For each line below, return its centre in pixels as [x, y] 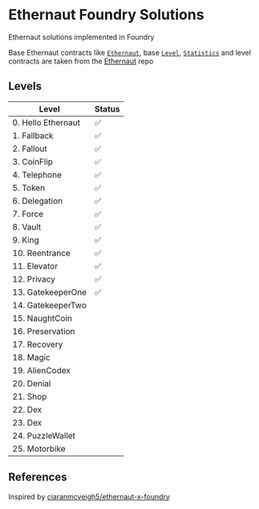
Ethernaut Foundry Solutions [106, 15]
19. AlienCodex [41, 370]
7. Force [28, 214]
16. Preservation [44, 331]
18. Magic [31, 357]
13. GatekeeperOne [49, 292]
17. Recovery [38, 344]
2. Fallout [30, 149]
